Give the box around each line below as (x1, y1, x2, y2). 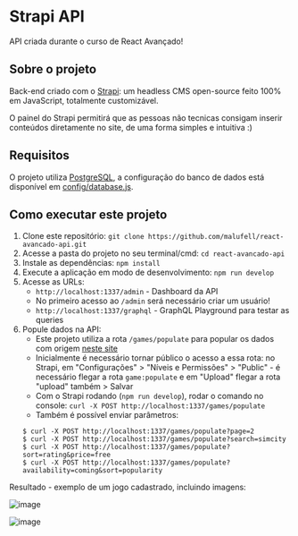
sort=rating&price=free (21, 450, 112, 460)
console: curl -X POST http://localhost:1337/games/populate (35, 400, 266, 411)
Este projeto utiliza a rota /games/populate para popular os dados (35, 334, 275, 345)
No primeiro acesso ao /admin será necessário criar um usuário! (35, 295, 270, 306)
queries (35, 315, 64, 326)
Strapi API (9, 6, 85, 27)
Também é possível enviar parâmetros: (35, 410, 179, 421)
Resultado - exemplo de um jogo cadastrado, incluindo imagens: (9, 481, 247, 493)
